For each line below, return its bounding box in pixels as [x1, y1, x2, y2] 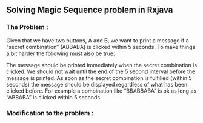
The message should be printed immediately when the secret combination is [6, 61, 198, 68]
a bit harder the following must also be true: [6, 50, 115, 57]
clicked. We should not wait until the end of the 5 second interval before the [6, 68, 196, 75]
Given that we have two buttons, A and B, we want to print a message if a [6, 36, 189, 44]
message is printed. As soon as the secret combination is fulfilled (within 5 [6, 74, 192, 81]
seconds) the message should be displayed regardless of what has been [6, 81, 188, 88]
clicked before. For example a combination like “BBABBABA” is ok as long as [6, 87, 197, 95]
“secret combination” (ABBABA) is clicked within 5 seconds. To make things [6, 43, 196, 50]
